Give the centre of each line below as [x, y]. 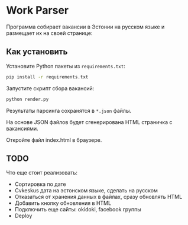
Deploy [23, 216]
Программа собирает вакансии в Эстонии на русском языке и [85, 27]
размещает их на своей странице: [49, 33]
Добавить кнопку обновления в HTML [63, 203]
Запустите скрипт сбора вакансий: [50, 88]
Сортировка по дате [40, 184]
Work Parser [38, 10]
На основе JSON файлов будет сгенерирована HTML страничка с [89, 122]
